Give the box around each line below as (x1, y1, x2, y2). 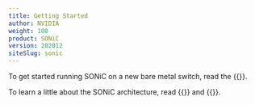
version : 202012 (8, 42, 63, 50)
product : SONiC (8, 34, 60, 43)
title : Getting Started (8, 11, 89, 20)
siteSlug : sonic (8, 49, 63, 57)
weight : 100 (8, 27, 48, 35)
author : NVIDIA (8, 19, 60, 27)
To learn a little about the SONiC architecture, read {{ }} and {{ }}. (8, 87, 221, 97)
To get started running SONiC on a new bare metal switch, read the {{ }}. (8, 72, 248, 81)
